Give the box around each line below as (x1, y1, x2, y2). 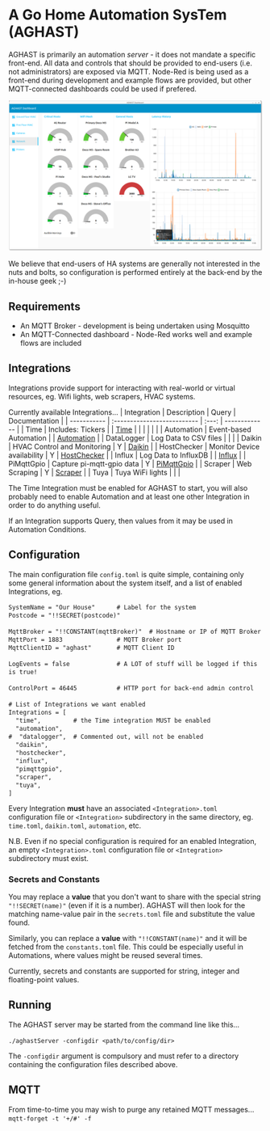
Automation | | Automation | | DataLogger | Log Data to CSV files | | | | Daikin (8, 433, 262, 442)
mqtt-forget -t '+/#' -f (8, 1114, 92, 1123)
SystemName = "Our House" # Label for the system (8, 603, 197, 611)
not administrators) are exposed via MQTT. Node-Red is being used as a (8, 66, 249, 76)
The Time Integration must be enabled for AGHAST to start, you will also (8, 483, 248, 492)
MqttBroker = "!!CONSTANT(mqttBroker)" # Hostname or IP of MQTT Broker (8, 627, 262, 635)
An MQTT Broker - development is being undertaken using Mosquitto (19, 321, 250, 331)
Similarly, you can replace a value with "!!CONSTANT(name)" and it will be (8, 933, 247, 943)
